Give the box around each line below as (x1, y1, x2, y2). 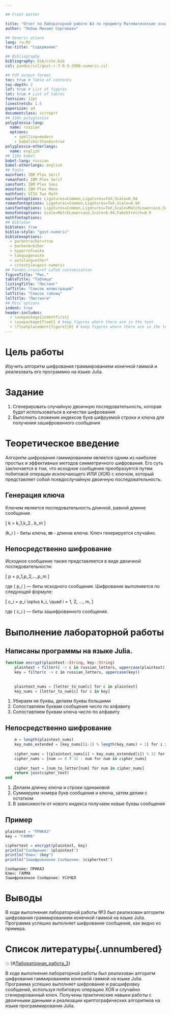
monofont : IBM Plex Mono (5, 186, 58, 192)
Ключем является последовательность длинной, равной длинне (5, 504, 146, 511)
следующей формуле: (5, 588, 53, 595)
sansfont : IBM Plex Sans (5, 182, 58, 187)
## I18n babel (5, 153, 36, 158)
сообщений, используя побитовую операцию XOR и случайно (5, 986, 140, 993)
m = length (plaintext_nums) (14, 737, 74, 742)
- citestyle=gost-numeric (10, 263, 65, 268)
